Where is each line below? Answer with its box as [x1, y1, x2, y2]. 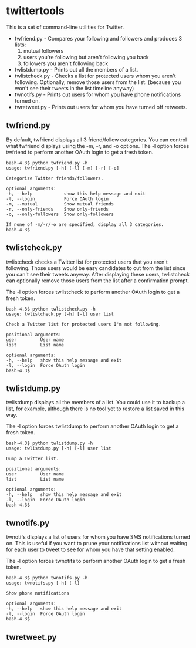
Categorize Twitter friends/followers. [6, 175, 104, 181]
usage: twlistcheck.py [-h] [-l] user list [6, 311, 114, 317]
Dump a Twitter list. [6, 456, 59, 462]
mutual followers [23, 47, 64, 54]
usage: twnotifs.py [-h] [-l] [6, 580, 80, 586]
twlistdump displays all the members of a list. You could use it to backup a [6, 399, 185, 406]
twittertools [6, 4, 65, 18]
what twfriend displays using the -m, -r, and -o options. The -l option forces [6, 142, 190, 149]
